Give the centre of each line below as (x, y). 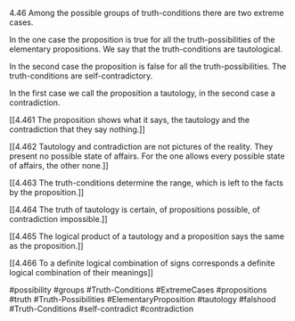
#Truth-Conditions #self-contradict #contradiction (102, 309)
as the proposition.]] (46, 246)
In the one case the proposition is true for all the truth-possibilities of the (142, 40)
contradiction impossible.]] (59, 219)
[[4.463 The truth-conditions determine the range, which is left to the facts (146, 183)
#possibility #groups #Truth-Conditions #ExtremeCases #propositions (138, 290)
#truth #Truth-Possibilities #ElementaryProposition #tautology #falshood (143, 299)
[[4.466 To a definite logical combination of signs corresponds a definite (142, 263)
